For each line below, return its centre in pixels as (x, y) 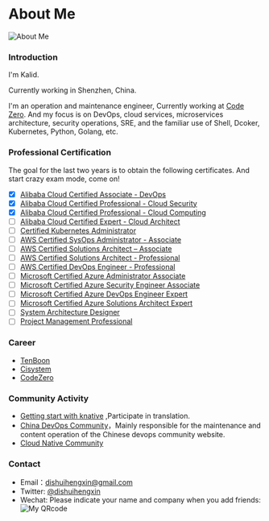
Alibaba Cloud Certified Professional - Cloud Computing (113, 212)
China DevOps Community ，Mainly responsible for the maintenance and (141, 426)
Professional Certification (60, 152)
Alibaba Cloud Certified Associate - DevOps (93, 194)
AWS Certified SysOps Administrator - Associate (101, 239)
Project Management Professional (76, 321)
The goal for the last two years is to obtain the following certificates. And (129, 170)
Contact (25, 464)
